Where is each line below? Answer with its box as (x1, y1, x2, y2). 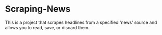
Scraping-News (5, 3, 71, 15)
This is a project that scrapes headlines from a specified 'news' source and (5, 19, 157, 25)
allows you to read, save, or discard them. (5, 24, 90, 30)
